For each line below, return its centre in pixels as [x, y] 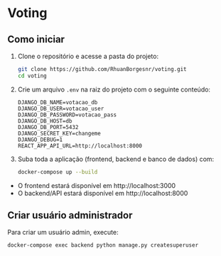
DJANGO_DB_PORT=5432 [48, 127]
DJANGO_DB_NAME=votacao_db [58, 102]
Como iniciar [36, 39]
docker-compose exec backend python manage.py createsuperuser [103, 245]
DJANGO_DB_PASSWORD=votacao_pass [67, 115]
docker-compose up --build [58, 172]
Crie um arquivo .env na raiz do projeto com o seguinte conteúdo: [114, 89]
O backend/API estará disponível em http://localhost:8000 [103, 193]
